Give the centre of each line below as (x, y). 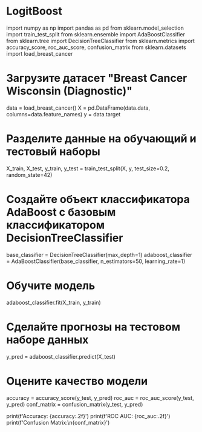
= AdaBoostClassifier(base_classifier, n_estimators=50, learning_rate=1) (96, 261)
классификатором (55, 225)
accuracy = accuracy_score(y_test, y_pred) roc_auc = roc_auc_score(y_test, (100, 397)
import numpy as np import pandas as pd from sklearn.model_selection (95, 28)
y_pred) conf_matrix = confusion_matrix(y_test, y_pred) (75, 404)
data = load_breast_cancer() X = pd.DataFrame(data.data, (78, 108)
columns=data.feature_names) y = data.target (64, 114)
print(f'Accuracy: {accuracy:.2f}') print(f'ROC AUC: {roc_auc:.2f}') (88, 416)
